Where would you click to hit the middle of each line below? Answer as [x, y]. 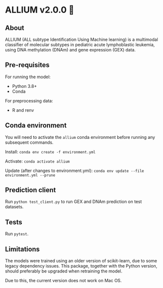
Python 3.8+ [25, 86]
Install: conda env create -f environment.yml [50, 152]
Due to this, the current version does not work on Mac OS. [63, 281]
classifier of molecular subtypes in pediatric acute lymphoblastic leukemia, [80, 45]
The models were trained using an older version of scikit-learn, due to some [81, 261]
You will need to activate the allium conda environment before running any [80, 137]
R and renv [23, 110]
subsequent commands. [29, 142]
